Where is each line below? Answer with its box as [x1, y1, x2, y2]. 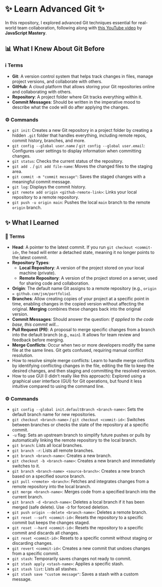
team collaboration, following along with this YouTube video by [17, 25, 142, 31]
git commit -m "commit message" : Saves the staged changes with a [12, 174, 146, 179]
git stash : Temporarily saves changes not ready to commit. [12, 555, 132, 561]
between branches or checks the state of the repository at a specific [12, 422, 149, 428]
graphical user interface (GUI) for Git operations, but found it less [12, 378, 142, 384]
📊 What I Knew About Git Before [5, 45, 105, 53]
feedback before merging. [12, 337, 64, 343]
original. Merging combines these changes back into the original [12, 306, 141, 312]
